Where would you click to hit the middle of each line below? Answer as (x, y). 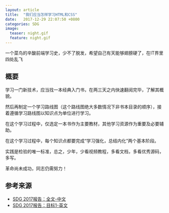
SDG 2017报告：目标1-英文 (40, 205)
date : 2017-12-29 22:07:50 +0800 (43, 19)
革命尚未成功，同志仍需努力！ (36, 168)
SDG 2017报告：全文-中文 (39, 199)
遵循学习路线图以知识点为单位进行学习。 (51, 113)
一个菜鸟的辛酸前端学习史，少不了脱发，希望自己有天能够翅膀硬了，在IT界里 (84, 53)
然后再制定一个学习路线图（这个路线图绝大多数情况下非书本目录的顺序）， (81, 107)
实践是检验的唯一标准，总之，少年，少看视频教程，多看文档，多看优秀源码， (84, 151)
